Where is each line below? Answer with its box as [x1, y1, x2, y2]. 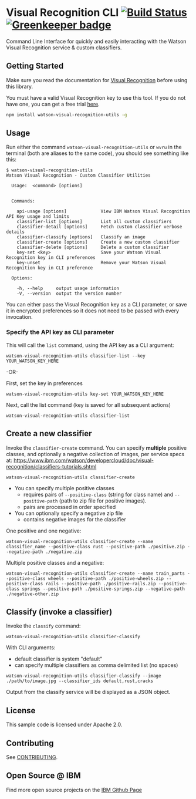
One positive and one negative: [6, 527, 82, 534]
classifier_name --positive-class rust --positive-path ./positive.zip [6, 544, 185, 549]
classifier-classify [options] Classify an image [16, 234, 146, 240]
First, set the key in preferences [6, 379, 83, 387]
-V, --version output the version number [16, 291, 122, 296]
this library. [6, 83, 33, 90]
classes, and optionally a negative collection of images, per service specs [6, 450, 185, 457]
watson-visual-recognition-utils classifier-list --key [6, 353, 146, 359]
